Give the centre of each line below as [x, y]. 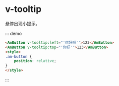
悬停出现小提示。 [23, 23]
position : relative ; [35, 61]
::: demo [14, 33]
